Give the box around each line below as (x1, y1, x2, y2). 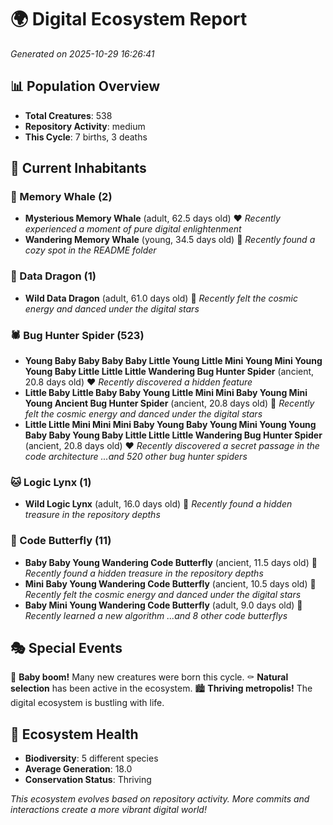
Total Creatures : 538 (24, 109, 113, 121)
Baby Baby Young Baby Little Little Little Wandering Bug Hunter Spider (24, 429, 323, 441)
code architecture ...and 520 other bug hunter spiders (24, 451, 248, 463)
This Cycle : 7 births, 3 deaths (24, 131, 148, 143)
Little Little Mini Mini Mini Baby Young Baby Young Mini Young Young (24, 419, 317, 431)
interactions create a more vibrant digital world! (10, 804, 207, 816)
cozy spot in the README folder (24, 244, 157, 256)
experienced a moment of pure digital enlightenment (24, 223, 242, 235)
